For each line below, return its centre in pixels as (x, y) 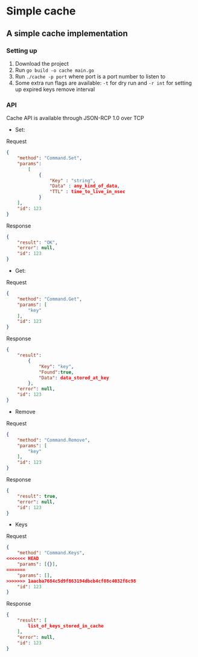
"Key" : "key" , (56, 366)
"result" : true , (38, 496)
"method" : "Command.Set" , (50, 158)
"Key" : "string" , (72, 180)
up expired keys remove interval (55, 89)
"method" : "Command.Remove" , (54, 440)
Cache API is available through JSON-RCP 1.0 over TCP (75, 118)
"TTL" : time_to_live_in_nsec (87, 192)
